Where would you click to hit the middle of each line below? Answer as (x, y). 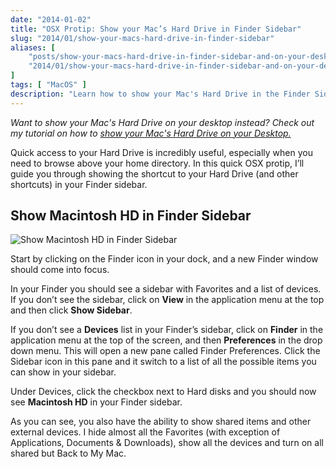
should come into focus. (60, 270)
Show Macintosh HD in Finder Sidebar (131, 216)
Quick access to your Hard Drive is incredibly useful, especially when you (161, 152)
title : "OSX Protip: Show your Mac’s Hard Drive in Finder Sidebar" (156, 29)
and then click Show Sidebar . (71, 310)
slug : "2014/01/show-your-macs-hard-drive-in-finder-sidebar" (142, 38)
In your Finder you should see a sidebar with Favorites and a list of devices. (166, 289)
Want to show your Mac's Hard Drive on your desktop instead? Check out (162, 122)
